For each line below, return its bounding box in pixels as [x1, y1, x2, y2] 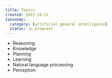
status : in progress [10, 26, 53, 31]
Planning [12, 51, 31, 57]
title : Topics [5, 7, 35, 13]
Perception [12, 67, 36, 73]
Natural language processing [12, 62, 73, 68]
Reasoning [12, 40, 35, 46]
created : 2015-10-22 [5, 12, 49, 17]
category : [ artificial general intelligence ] [10, 21, 108, 27]
